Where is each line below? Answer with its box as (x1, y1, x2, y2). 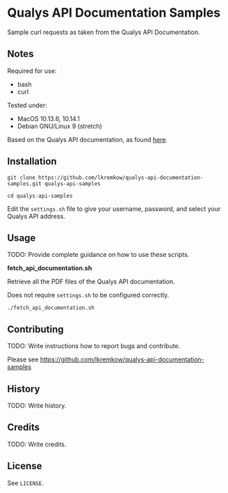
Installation (7, 155, 57, 168)
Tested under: (7, 101, 47, 109)
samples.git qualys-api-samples (7, 180, 101, 187)
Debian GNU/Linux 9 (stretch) (17, 122, 102, 130)
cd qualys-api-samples (7, 192, 73, 199)
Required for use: (7, 66, 57, 75)
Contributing (7, 323, 64, 335)
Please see (7, 355, 39, 363)
